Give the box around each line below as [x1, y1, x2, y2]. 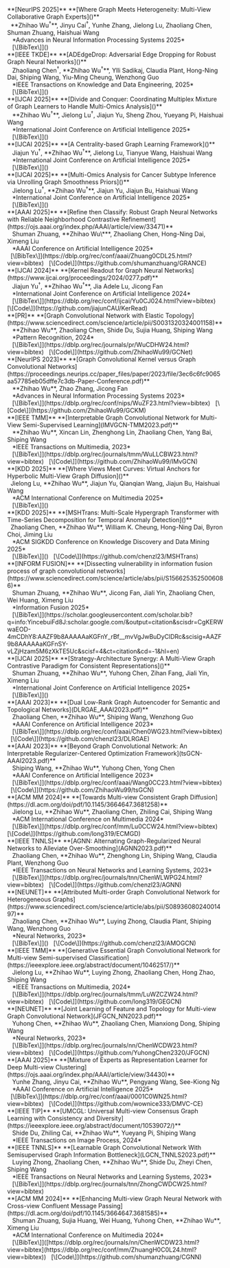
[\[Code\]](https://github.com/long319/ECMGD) [7, 829, 141, 837]
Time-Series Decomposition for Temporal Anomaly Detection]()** [7, 515, 192, 523]
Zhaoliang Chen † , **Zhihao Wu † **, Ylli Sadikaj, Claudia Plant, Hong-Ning [12, 65, 218, 74]
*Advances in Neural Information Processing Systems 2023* [12, 392, 185, 400]
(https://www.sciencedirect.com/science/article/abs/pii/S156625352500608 [7, 574, 224, 582]
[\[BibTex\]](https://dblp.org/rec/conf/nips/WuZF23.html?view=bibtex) [12, 398, 211, 407]
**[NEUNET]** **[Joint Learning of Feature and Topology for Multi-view [7, 1004, 216, 1012]
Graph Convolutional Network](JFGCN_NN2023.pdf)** [7, 1012, 163, 1020]
